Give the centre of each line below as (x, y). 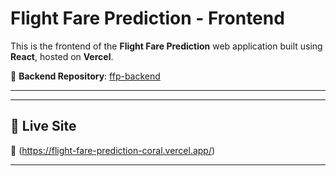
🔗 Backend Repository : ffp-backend (85, 76)
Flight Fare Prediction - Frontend (147, 18)
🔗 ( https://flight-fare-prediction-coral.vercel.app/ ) (113, 150)
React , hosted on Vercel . (62, 56)
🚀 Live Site (43, 126)
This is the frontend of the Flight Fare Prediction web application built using (166, 46)
